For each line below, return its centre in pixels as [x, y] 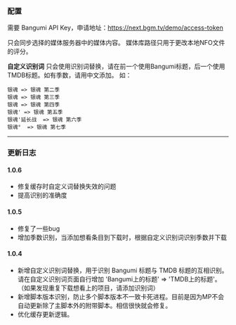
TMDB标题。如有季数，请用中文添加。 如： [70, 75]
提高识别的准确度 [42, 196]
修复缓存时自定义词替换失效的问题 [67, 186]
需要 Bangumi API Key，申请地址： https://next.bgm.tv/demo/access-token [115, 28]
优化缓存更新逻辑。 [45, 314]
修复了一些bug [39, 228]
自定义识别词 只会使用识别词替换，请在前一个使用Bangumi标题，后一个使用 [116, 66]
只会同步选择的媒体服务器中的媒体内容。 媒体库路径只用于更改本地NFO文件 [116, 43]
